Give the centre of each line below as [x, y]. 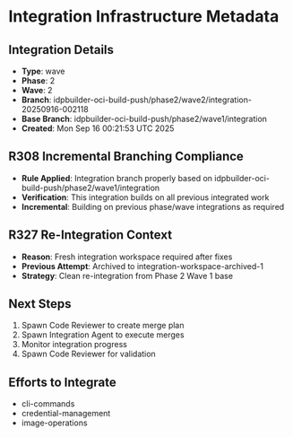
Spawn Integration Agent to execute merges [103, 335]
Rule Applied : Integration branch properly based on [116, 178]
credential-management [66, 414]
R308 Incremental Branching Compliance [126, 157]
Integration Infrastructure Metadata [144, 17]
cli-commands [48, 404]
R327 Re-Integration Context [90, 235]
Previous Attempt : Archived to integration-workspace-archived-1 [142, 266]
